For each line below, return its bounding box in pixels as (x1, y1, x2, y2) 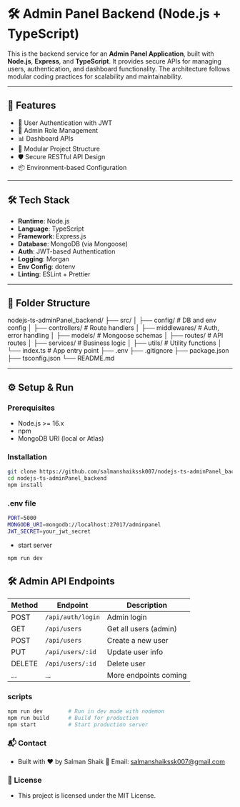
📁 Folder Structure (7, 297, 91, 309)
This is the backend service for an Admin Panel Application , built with (7, 49, 214, 58)
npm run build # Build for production (7, 714, 139, 721)
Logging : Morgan (17, 254, 70, 263)
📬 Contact (7, 738, 47, 748)
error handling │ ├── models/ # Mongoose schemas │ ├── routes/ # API (7, 331, 224, 340)
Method (11, 600, 39, 610)
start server (17, 541, 52, 549)
